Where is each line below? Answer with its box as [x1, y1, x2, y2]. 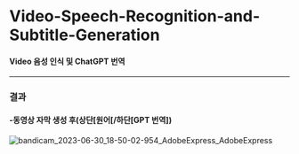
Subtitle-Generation [9, 25, 160, 45]
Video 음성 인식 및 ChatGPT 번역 [9, 56, 125, 66]
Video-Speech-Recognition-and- [9, 6, 261, 27]
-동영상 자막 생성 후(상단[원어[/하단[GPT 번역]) [9, 114, 172, 125]
